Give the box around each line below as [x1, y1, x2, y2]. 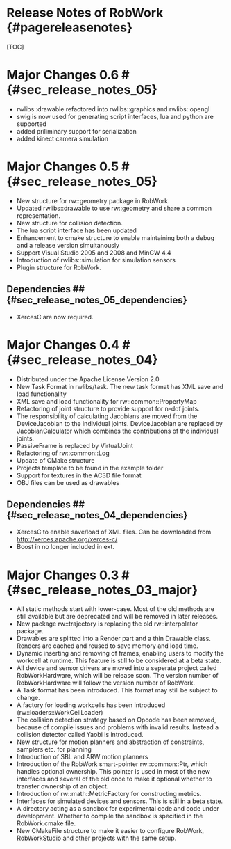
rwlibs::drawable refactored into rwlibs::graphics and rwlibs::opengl [16, 104, 210, 113]
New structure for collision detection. [16, 219, 123, 227]
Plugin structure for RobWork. [16, 263, 102, 271]
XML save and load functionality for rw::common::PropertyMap [16, 397, 197, 405]
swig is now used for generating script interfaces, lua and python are [16, 112, 214, 120]
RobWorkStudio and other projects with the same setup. [16, 834, 177, 843]
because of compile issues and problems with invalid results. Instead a [16, 723, 219, 731]
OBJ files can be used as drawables [16, 478, 119, 486]
